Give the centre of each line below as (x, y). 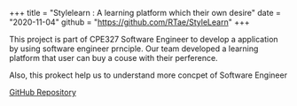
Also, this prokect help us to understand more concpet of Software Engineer (148, 75)
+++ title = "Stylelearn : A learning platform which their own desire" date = (145, 13)
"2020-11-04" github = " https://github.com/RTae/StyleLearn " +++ (129, 22)
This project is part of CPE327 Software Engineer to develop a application (144, 39)
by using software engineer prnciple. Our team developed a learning (134, 49)
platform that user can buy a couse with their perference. (114, 58)
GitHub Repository (43, 92)
